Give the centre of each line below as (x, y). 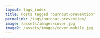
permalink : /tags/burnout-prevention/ (46, 19)
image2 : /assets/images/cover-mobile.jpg (49, 28)
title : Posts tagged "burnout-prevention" (50, 14)
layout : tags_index (26, 10)
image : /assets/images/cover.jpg (40, 23)
